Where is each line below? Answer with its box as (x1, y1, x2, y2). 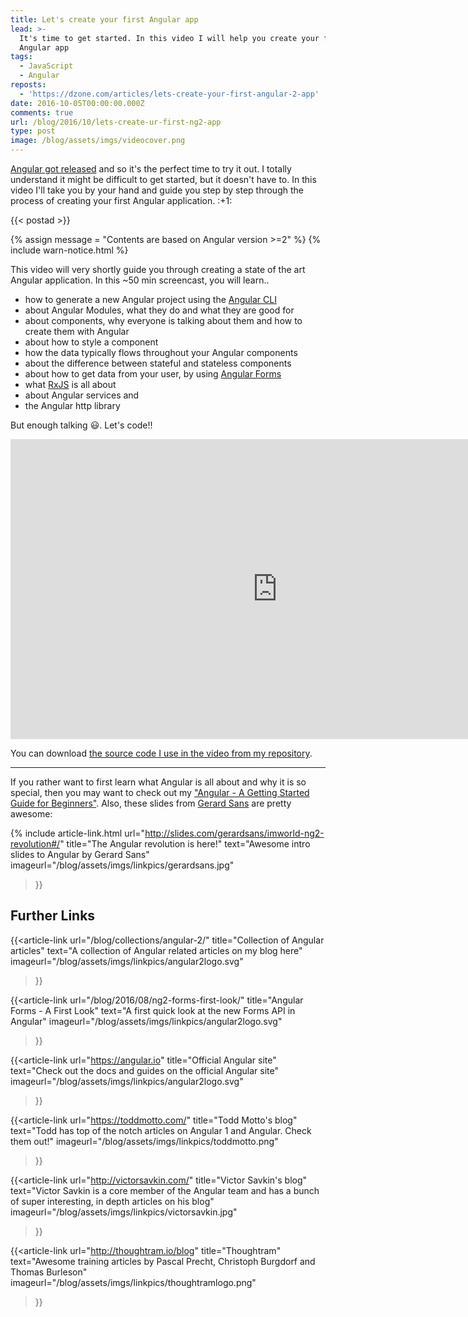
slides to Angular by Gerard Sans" (10, 849, 150, 860)
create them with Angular (24, 326, 130, 337)
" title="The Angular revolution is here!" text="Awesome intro (59, 838, 311, 850)
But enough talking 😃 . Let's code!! (10, 419, 153, 431)
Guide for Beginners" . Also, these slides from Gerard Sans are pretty (10, 797, 292, 809)
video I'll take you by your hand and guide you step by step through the (10, 184, 304, 196)
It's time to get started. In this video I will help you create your (19, 33, 320, 43)
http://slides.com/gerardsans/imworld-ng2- (144, 827, 325, 839)
